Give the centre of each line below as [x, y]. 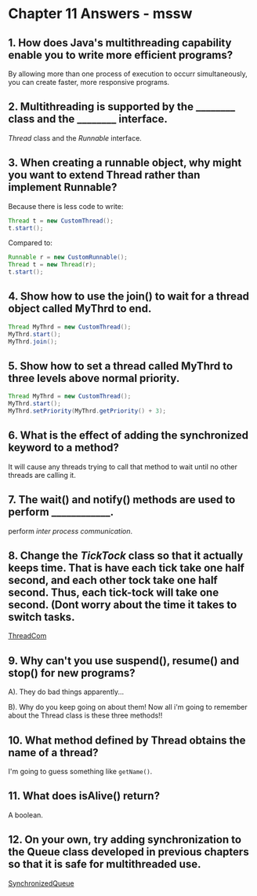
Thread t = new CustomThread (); [61, 221]
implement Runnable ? [63, 187]
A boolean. [25, 815]
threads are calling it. [42, 475]
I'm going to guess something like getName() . [80, 771]
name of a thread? [54, 753]
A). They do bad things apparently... [66, 692]
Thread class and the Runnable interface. [75, 138]
